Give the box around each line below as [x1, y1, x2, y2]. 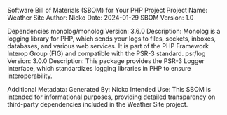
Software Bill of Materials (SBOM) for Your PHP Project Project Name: [7, 6, 208, 14]
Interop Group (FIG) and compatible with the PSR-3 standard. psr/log [7, 49, 206, 57]
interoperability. [7, 72, 53, 80]
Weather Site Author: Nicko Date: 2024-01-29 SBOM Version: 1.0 [7, 13, 194, 22]
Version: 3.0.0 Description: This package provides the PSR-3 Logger [7, 57, 205, 65]
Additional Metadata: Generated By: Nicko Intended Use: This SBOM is [7, 86, 212, 93]
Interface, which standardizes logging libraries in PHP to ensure [7, 65, 191, 72]
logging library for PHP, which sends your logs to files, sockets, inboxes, [7, 34, 216, 43]
